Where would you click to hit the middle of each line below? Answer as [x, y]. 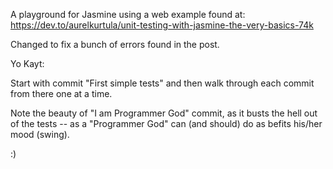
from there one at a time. [61, 93]
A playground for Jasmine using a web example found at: [128, 14]
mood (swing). [40, 134]
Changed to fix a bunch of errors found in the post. [115, 44]
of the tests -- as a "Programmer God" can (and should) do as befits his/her [166, 123]
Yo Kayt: [27, 63]
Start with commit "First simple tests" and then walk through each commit [162, 83]
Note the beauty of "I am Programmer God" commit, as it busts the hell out [164, 113]
